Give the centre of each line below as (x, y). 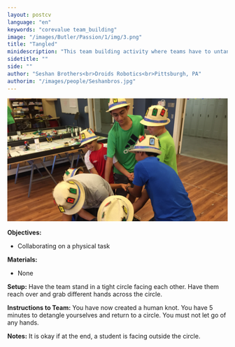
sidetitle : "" (28, 59)
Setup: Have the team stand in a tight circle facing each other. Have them (113, 287)
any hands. (23, 323)
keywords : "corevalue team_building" (62, 29)
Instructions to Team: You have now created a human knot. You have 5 (110, 308)
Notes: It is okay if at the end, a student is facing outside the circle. (104, 337)
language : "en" (29, 22)
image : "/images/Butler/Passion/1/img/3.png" (74, 37)
